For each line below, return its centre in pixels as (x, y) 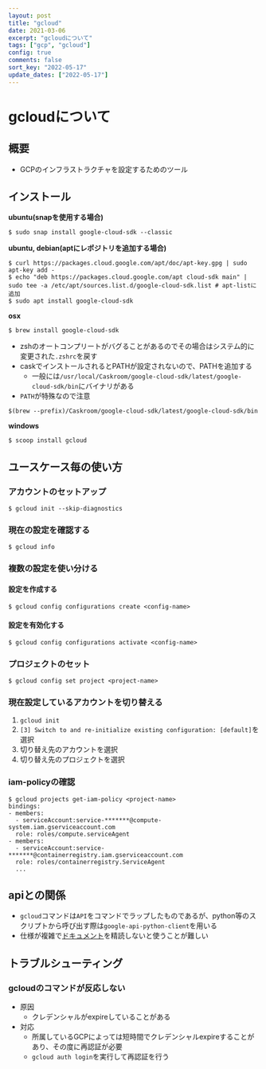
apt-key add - (32, 270)
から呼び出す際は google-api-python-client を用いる (132, 926)
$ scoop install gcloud (48, 441)
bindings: (25, 806)
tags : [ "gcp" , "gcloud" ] (49, 45)
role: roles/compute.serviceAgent (72, 834)
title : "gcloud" (35, 23)
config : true (30, 53)
